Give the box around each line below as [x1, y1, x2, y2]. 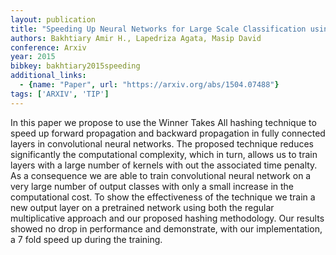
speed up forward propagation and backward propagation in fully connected [10, 127, 326, 139]
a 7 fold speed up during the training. [10, 233, 163, 245]
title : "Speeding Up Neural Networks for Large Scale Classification [10, 24, 307, 34]
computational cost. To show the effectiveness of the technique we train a [10, 191, 316, 203]
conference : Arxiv [10, 42, 87, 53]
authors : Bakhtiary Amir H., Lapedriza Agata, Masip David [10, 33, 262, 43]
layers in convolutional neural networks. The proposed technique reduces [10, 137, 315, 150]
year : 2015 [10, 52, 56, 62]
